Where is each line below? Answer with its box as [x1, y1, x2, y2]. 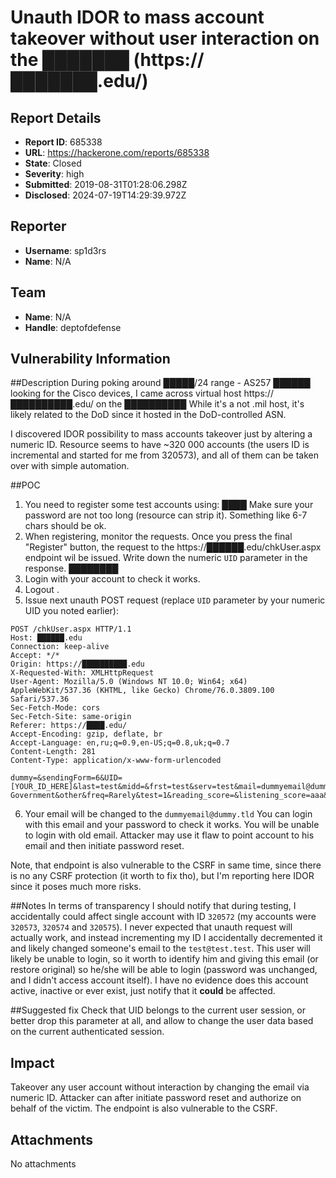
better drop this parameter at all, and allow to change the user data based [10, 1015, 314, 1027]
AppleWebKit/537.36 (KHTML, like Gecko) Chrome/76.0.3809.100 [10, 686, 275, 696]
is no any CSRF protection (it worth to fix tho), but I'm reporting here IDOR [10, 870, 315, 882]
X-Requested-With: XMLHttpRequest [10, 668, 155, 678]
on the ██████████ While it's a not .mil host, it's [95, 398, 305, 410]
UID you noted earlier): [24, 605, 120, 617]
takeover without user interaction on [10, 27, 320, 50]
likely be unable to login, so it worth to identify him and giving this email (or [10, 953, 319, 965]
